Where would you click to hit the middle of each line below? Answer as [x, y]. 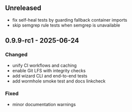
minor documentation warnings [44, 104]
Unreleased [23, 8]
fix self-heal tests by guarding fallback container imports [70, 20]
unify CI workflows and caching [45, 65]
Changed [16, 55]
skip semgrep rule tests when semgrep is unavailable [66, 25]
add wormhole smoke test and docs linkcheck [59, 81]
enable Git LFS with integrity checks [49, 70]
